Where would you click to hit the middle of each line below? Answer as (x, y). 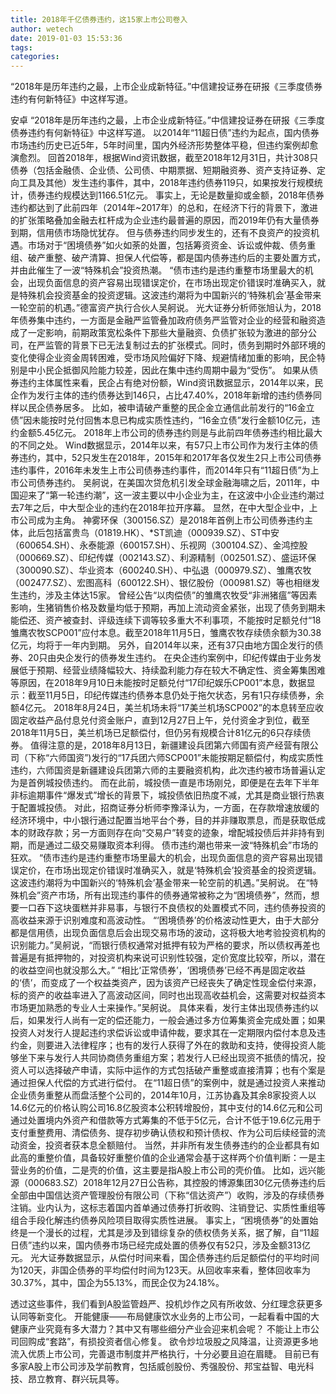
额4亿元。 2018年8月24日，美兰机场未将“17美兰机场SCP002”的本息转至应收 (167, 708)
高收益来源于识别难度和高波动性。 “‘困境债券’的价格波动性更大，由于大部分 (165, 920)
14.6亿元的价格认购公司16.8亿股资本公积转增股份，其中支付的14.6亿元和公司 (166, 1108)
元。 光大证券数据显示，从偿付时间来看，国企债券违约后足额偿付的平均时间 (165, 1258)
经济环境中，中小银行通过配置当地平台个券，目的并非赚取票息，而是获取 (159, 820)
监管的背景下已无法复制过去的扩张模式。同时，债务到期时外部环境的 (185, 345)
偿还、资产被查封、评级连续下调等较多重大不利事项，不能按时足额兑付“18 (170, 620)
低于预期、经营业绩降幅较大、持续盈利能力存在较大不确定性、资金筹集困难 (172, 670)
